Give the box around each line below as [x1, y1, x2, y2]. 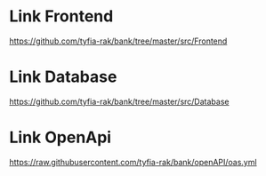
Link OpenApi [9, 127, 112, 148]
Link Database [9, 67, 117, 87]
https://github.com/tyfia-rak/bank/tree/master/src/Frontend [9, 36, 228, 46]
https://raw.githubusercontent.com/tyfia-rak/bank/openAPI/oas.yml [9, 156, 257, 167]
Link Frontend [9, 6, 114, 27]
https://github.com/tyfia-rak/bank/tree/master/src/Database [9, 96, 230, 107]
